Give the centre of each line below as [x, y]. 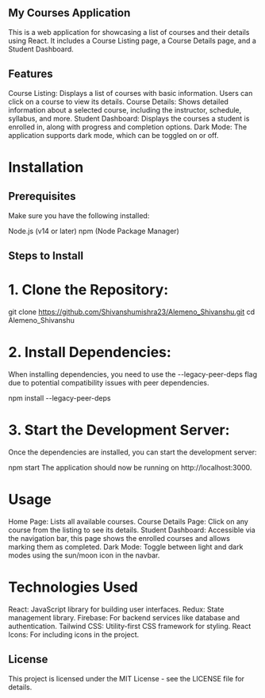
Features [31, 74]
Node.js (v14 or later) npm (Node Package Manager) [94, 231]
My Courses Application [69, 13]
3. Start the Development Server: [119, 430]
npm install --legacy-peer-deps [60, 398]
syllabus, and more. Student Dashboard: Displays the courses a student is [129, 118]
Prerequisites [42, 196]
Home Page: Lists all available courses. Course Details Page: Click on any [128, 521]
